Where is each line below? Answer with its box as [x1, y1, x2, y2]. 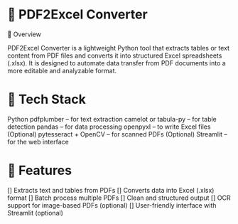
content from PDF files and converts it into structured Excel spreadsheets [7, 51, 222, 60]
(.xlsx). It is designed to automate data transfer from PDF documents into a [7, 58, 226, 67]
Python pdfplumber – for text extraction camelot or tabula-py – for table [7, 114, 217, 123]
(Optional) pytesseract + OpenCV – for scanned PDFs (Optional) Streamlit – [7, 129, 227, 138]
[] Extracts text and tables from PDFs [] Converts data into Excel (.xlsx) [7, 186, 215, 194]
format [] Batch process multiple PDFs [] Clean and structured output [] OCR [7, 193, 231, 202]
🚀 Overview [7, 30, 41, 38]
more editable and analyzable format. [7, 66, 117, 75]
